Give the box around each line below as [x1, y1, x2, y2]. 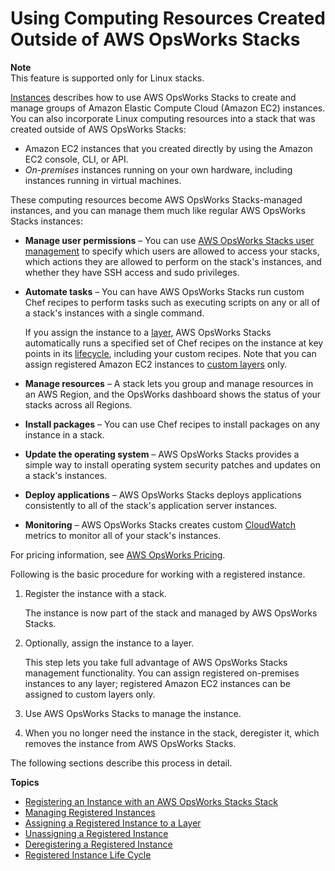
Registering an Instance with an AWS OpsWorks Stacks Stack [24, 795, 278, 807]
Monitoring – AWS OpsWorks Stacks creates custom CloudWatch [24, 518, 297, 531]
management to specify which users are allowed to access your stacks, [24, 245, 320, 257]
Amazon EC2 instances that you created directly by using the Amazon [24, 142, 313, 154]
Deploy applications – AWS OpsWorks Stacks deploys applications [24, 488, 302, 501]
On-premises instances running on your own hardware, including [24, 163, 293, 176]
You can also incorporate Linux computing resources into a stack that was [10, 112, 316, 124]
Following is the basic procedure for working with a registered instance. [10, 568, 306, 580]
